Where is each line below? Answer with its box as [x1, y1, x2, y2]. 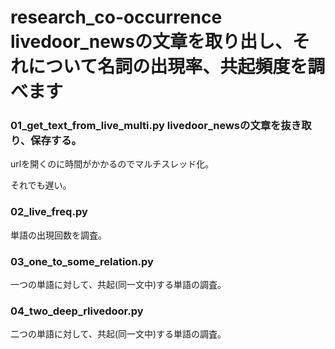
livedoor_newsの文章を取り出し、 [10, 31, 293, 53]
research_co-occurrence [10, 6, 223, 29]
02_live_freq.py [10, 205, 88, 219]
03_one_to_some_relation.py [10, 254, 154, 268]
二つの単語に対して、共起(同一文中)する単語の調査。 [10, 328, 227, 340]
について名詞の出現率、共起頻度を [28, 56, 308, 78]
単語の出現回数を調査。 [10, 229, 107, 241]
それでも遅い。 [10, 179, 72, 191]
